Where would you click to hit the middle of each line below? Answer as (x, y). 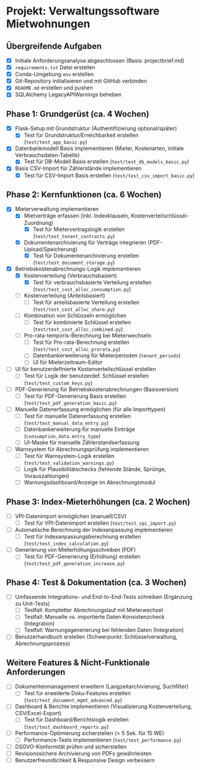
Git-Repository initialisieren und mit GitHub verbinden (81, 81)
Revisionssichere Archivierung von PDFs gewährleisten (83, 753)
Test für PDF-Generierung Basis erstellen (75, 396)
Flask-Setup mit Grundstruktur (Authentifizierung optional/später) (96, 128)
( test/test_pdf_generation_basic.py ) (70, 402)
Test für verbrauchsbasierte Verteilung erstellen (92, 282)
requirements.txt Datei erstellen (55, 67)
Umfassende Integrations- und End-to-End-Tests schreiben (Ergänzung (104, 597)
